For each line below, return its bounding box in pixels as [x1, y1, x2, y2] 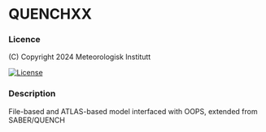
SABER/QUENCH [8, 115, 65, 125]
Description [8, 88, 56, 100]
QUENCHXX [8, 5, 92, 23]
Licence [8, 34, 41, 45]
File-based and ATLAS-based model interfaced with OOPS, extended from [8, 106, 258, 116]
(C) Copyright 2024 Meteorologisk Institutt [8, 52, 151, 62]
